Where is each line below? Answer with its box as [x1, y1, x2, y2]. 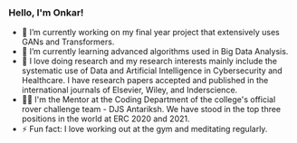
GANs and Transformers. [21, 36, 115, 47]
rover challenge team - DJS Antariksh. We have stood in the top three [21, 104, 282, 115]
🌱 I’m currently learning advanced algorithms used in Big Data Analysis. [21, 46, 289, 57]
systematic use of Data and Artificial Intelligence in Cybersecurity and [21, 65, 283, 76]
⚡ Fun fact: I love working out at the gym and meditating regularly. [21, 124, 268, 135]
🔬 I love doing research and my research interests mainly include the [21, 56, 278, 67]
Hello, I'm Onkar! [8, 6, 84, 19]
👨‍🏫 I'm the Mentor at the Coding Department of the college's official [21, 94, 276, 105]
